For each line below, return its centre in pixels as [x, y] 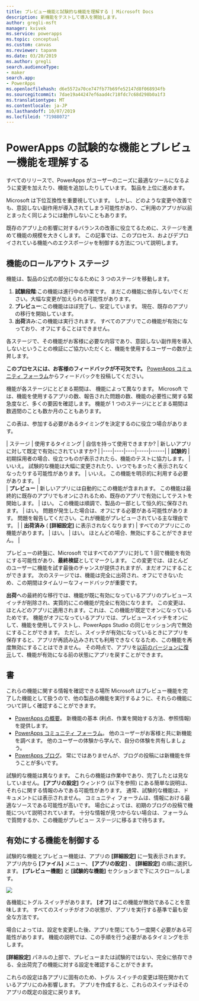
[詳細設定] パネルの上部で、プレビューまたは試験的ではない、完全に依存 [94, 957]
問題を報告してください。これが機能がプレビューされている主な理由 [100, 518]
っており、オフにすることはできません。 [64, 328]
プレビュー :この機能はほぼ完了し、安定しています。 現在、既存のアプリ [101, 306]
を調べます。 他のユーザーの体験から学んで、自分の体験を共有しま [95, 740]
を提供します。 [33, 725]
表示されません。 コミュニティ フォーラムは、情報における [114, 798]
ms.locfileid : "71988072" [38, 117]
